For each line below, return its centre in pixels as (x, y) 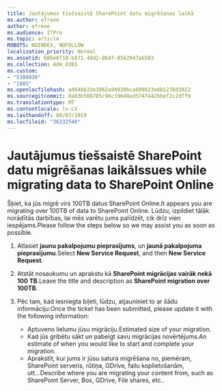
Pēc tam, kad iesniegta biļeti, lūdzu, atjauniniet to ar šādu (97, 301)
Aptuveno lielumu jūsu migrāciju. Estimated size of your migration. (119, 329)
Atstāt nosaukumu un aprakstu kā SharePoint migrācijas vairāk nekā (114, 274)
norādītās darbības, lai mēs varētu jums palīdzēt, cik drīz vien (94, 218)
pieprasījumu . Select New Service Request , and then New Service (111, 253)
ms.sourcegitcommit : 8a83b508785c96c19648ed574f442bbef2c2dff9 (99, 97)
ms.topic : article (33, 39)
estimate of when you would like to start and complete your (111, 344)
